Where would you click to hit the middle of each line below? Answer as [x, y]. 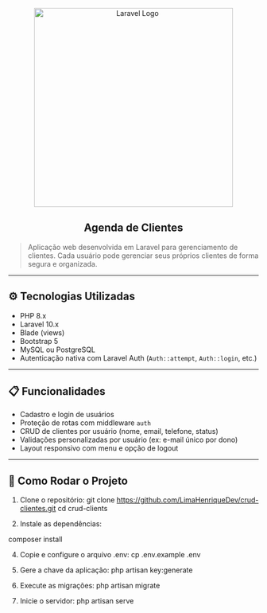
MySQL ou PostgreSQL [58, 349]
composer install [35, 539]
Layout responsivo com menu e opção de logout [99, 448]
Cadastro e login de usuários [67, 415]
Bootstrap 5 [39, 341]
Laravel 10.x [39, 324]
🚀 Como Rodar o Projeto [68, 480]
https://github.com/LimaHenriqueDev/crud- [188, 500]
